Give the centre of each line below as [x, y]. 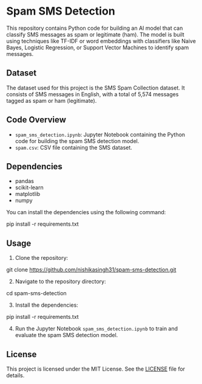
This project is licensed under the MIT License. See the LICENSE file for [96, 369]
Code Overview [36, 120]
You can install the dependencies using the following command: [86, 212]
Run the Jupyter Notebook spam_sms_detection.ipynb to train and [96, 329]
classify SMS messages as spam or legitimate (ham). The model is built [96, 34]
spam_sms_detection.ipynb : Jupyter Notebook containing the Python [100, 134]
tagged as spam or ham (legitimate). [52, 100]
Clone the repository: [42, 258]
